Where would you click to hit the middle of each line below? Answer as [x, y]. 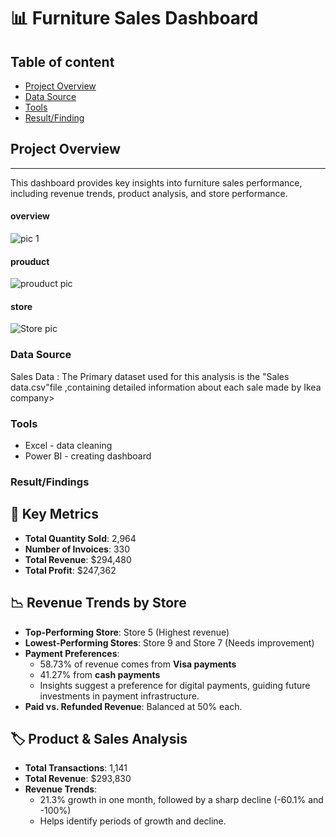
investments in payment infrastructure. [119, 696]
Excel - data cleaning [68, 446]
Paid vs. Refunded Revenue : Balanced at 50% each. [133, 706]
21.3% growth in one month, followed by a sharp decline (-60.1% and [181, 800]
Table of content [62, 61]
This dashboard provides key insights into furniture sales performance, [156, 182]
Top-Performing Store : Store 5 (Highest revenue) [127, 632]
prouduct [30, 261]
